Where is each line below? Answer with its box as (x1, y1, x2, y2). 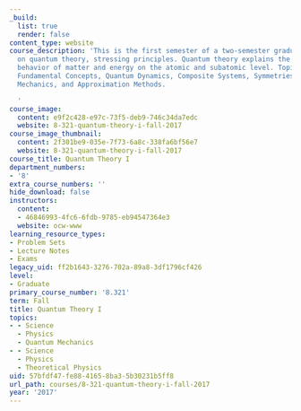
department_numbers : (9, 162, 87, 171)
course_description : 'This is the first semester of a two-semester (9, 47, 271, 56)
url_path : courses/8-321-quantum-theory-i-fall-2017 (9, 380, 211, 389)
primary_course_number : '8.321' (9, 288, 130, 297)
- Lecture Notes (9, 246, 70, 256)
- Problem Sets (9, 238, 66, 247)
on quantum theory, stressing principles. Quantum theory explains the (17, 55, 291, 64)
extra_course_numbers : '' (9, 179, 106, 188)
